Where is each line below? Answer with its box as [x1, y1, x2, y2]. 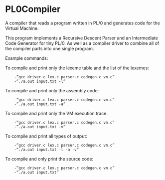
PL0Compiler [5, 3, 61, 15]
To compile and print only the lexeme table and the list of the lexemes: [5, 65, 150, 71]
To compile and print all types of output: [5, 133, 87, 139]
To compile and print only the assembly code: [5, 87, 99, 93]
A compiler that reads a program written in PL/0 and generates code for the [5, 20, 161, 26]
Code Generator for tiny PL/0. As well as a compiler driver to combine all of [5, 40, 160, 46]
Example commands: [5, 55, 48, 61]
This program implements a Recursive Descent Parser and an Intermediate [5, 35, 159, 41]
